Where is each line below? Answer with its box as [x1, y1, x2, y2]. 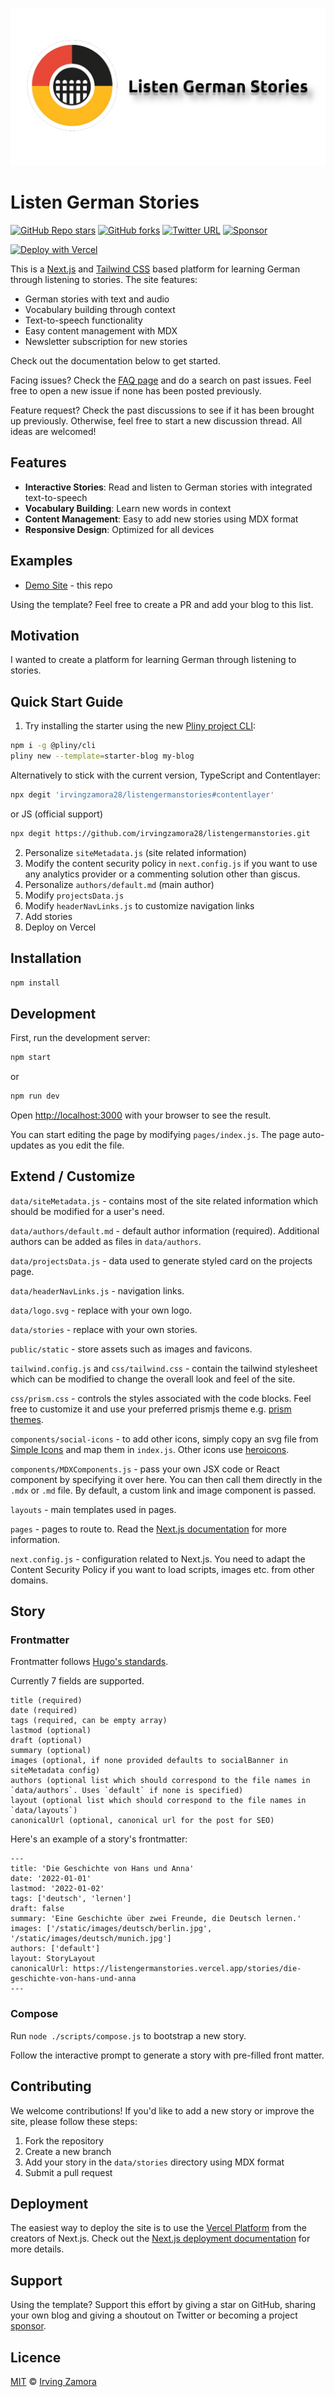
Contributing [10, 2078, 92, 2095]
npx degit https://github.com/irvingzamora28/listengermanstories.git [10, 828, 311, 838]
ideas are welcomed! [10, 425, 97, 437]
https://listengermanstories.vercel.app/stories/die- [73, 1964, 302, 1974]
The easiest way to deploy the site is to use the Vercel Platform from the [10, 2222, 308, 2234]
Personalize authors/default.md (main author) [24, 878, 215, 890]
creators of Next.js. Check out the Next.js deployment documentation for [10, 2233, 311, 2245]
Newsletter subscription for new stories [24, 335, 188, 347]
